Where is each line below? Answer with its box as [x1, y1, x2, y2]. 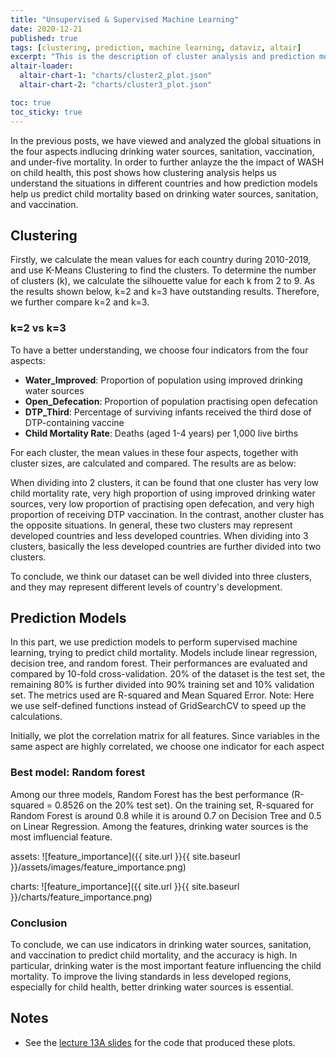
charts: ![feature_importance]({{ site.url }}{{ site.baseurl [10, 880, 240, 892]
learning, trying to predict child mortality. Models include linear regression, [10, 647, 318, 659]
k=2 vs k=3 [10, 321, 67, 335]
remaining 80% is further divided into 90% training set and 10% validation [10, 679, 315, 691]
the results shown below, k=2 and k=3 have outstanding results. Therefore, [10, 286, 320, 298]
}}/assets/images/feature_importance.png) [10, 861, 187, 873]
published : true [10, 33, 78, 43]
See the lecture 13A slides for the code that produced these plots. [24, 1036, 296, 1048]
